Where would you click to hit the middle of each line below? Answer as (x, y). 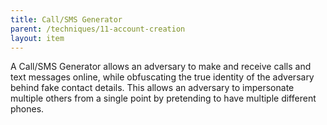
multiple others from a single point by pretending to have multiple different (163, 98)
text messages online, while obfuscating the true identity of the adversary (162, 77)
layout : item (37, 38)
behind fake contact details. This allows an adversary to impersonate (152, 88)
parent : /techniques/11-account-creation (98, 29)
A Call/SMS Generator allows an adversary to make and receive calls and (161, 67)
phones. (27, 109)
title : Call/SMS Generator (66, 19)
